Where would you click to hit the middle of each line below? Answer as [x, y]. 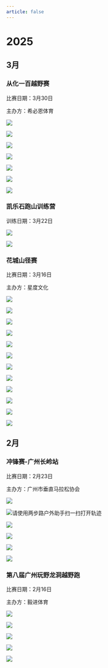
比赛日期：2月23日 [29, 476]
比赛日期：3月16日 [29, 275]
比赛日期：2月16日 [29, 589]
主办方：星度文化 [27, 287]
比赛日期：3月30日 [30, 98]
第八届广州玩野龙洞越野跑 [43, 575]
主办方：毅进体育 [27, 602]
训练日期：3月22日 [29, 220]
